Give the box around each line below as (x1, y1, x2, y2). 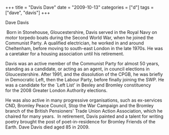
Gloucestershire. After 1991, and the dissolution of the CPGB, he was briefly (5, 71, 163, 77)
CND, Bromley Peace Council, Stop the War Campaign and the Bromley (5, 103, 154, 108)
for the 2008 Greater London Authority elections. (5, 87, 108, 93)
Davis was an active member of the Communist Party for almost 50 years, (5, 61, 160, 66)
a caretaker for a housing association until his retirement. (5, 51, 124, 57)
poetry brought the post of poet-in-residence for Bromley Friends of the (5, 119, 156, 124)
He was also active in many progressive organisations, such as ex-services (5, 97, 162, 103)
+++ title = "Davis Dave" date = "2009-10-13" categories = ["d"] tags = (5, 5, 154, 10)
